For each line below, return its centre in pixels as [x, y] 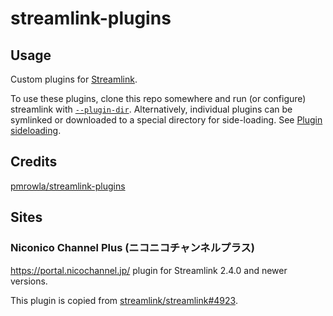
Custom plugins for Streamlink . [74, 79]
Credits [34, 162]
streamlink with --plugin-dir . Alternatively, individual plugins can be [151, 109]
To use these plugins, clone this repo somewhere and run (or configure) [158, 98]
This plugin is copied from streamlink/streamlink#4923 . [124, 300]
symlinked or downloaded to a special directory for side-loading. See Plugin [166, 120]
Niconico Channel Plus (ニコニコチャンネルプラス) [132, 248]
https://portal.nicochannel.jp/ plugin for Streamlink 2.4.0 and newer [149, 270]
